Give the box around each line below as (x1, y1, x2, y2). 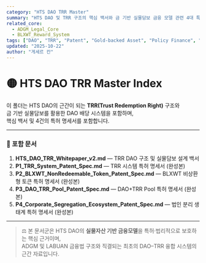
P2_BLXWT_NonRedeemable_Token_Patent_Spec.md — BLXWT (15, 170, 182, 177)
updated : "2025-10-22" (6, 44, 64, 50)
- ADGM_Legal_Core (12, 26, 59, 32)
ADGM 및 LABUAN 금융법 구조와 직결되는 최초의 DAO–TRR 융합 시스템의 (21, 242, 197, 250)
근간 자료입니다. (21, 250, 59, 257)
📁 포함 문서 (6, 139, 37, 148)
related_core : (6, 20, 43, 26)
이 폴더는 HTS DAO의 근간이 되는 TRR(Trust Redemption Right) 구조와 (6, 102, 180, 109)
